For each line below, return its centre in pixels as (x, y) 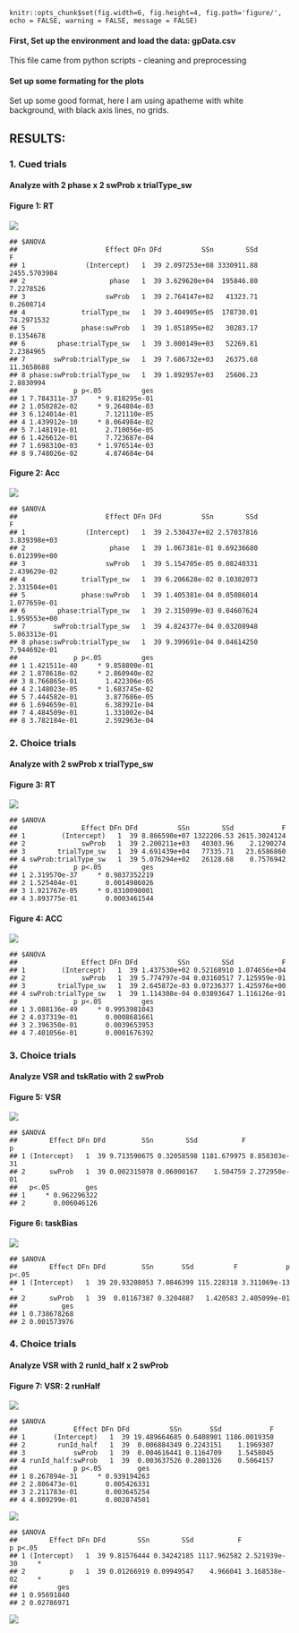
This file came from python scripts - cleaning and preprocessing (128, 60)
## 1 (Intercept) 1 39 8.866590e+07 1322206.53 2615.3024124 (148, 836)
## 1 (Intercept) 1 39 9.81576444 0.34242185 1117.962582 (126, 1556)
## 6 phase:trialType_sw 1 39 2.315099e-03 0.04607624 (133, 610)
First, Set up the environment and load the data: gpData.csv (123, 40)
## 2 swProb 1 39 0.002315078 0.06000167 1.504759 (128, 1172)
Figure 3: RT (33, 785)
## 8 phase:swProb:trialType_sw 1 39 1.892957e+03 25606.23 (133, 375)
